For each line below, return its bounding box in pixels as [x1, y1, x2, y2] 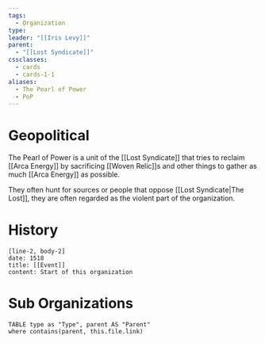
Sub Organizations [8, 295, 133, 313]
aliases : [8, 78, 37, 86]
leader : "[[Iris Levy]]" [8, 33, 90, 42]
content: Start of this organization [8, 269, 133, 276]
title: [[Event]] [8, 261, 66, 269]
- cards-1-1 [15, 71, 56, 78]
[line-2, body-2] [8, 247, 66, 256]
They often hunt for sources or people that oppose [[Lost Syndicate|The [8, 185, 244, 195]
